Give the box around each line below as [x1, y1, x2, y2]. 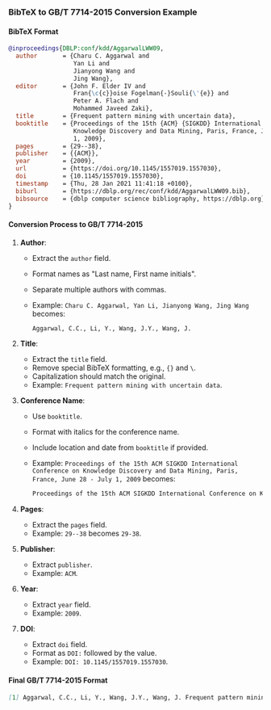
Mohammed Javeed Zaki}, [73, 104, 153, 113]
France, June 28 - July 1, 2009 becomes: [31, 474, 176, 484]
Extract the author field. [31, 253, 111, 263]
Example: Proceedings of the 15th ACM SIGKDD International [31, 459, 239, 468]
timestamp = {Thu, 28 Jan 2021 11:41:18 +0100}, [15, 179, 194, 187]
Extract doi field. [31, 640, 88, 649]
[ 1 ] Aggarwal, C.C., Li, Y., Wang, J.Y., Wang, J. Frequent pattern [8, 693, 244, 701]
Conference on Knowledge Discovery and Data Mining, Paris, [31, 467, 239, 475]
